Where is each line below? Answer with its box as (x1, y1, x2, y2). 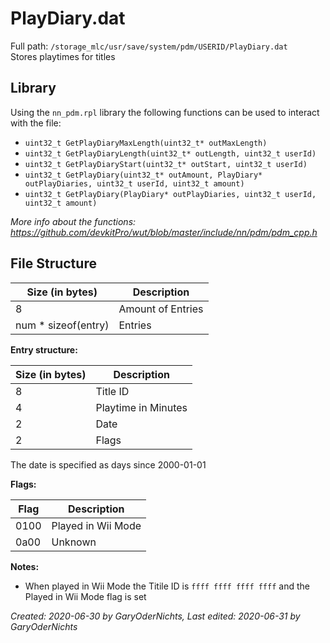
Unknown (51, 535, 97, 549)
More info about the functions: (10, 215, 137, 227)
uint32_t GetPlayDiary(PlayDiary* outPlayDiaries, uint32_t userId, (24, 189, 317, 199)
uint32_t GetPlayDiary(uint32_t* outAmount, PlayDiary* (24, 170, 263, 180)
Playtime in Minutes (95, 400, 188, 414)
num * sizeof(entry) (15, 318, 110, 332)
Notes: (10, 560, 40, 572)
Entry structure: (10, 343, 78, 356)
